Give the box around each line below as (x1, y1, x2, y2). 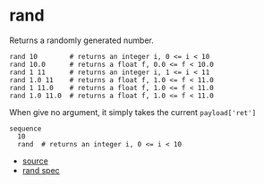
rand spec (21, 164, 60, 175)
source (21, 155, 49, 166)
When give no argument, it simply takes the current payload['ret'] (9, 106, 257, 117)
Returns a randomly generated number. (9, 35, 155, 46)
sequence (9, 124, 42, 133)
